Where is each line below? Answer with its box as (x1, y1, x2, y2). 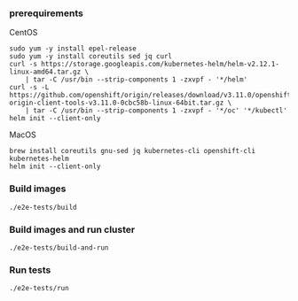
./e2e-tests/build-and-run (9, 243, 109, 252)
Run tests (9, 264, 51, 276)
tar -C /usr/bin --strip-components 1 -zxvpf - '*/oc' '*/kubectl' (32, 106, 288, 115)
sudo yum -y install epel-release (9, 44, 137, 53)
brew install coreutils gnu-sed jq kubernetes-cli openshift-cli (9, 147, 255, 156)
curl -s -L (9, 83, 50, 92)
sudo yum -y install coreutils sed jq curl (9, 52, 173, 61)
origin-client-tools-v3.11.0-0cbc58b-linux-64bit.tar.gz (9, 98, 224, 108)
